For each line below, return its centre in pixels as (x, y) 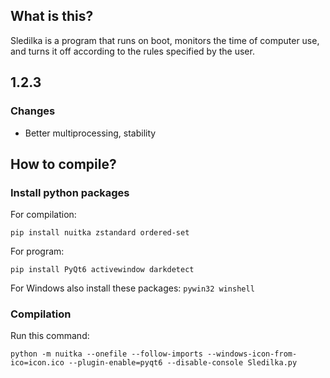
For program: (37, 251)
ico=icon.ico (37, 363)
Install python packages (70, 192)
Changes (33, 111)
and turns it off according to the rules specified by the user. (132, 51)
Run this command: (50, 336)
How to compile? (63, 164)
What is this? (52, 16)
